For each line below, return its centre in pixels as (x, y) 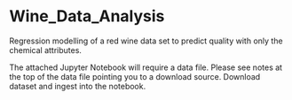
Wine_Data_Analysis (87, 16)
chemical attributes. (46, 50)
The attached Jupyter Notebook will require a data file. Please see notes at (146, 67)
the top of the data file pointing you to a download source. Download (135, 76)
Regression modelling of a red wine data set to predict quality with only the (146, 41)
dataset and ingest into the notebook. (78, 86)
